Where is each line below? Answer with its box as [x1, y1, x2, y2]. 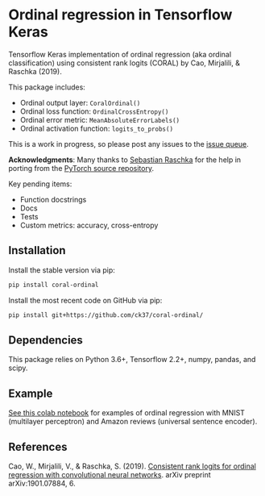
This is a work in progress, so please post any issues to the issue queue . [8, 139, 250, 148]
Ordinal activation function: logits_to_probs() [19, 123, 174, 133]
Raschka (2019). [8, 66, 62, 76]
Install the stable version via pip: [8, 265, 115, 275]
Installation [8, 244, 66, 257]
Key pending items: [8, 179, 72, 189]
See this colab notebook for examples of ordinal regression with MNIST [8, 408, 246, 418]
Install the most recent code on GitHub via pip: [8, 295, 163, 305]
